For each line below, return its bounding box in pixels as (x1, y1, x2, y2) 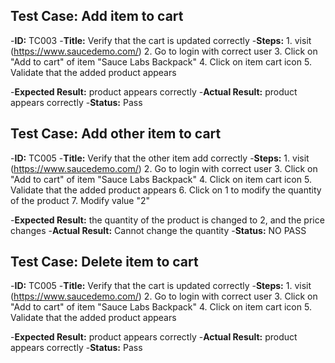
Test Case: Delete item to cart (10, 254, 199, 271)
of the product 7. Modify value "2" (10, 194, 150, 206)
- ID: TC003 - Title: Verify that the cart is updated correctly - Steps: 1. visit (10, 34, 312, 46)
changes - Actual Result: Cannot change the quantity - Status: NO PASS (10, 224, 307, 236)
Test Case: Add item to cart (10, 8, 184, 25)
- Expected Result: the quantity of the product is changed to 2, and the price (10, 214, 325, 226)
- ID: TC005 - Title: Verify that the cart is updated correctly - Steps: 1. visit (10, 280, 312, 292)
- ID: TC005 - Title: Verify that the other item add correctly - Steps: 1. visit (10, 152, 310, 164)
